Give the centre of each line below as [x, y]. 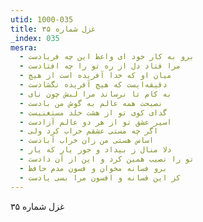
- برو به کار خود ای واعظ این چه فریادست [107, 57]
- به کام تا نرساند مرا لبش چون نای [95, 94]
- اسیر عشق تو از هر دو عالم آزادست [95, 122]
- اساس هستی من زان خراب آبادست [87, 141]
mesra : [24, 47]
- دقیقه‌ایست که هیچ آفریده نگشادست [93, 85]
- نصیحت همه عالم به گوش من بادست [91, 103]
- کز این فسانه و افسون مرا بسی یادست [100, 177]
